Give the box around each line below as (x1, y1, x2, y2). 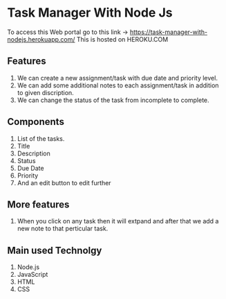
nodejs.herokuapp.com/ (7, 35, 75, 43)
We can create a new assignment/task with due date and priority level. (17, 74, 218, 82)
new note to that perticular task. (17, 224, 109, 233)
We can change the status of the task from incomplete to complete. (17, 96, 209, 104)
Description (17, 149, 50, 157)
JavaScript (17, 271, 48, 279)
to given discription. (17, 88, 74, 96)
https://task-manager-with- (129, 28, 208, 36)
